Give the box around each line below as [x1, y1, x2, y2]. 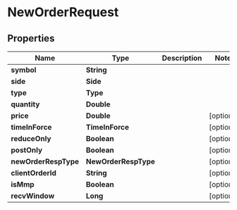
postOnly [11, 145, 43, 155]
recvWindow [11, 191, 55, 201]
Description [162, 54, 202, 63]
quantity [11, 99, 40, 109]
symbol [11, 65, 37, 75]
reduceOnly [11, 134, 51, 143]
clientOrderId [11, 168, 56, 178]
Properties [7, 32, 55, 44]
